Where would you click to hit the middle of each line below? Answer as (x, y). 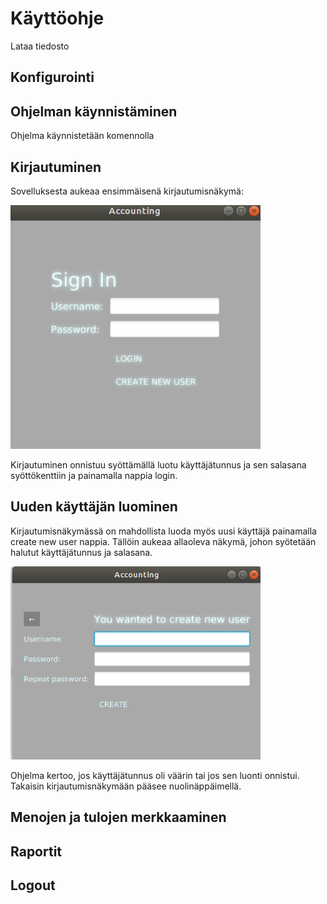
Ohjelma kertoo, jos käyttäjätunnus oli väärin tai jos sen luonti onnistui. (155, 776)
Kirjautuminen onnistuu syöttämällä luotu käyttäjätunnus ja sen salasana (158, 464)
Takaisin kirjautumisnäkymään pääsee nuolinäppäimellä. (126, 786)
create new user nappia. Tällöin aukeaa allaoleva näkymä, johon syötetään (163, 541)
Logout (33, 885)
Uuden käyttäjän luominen (94, 507)
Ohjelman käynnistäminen (94, 111)
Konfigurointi (52, 77)
